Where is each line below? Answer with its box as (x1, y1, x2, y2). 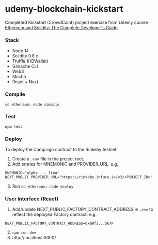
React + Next (12, 79, 39, 85)
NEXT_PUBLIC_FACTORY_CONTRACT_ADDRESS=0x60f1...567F (5, 221, 114, 226)
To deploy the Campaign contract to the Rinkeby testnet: (5, 147, 118, 153)
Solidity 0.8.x (12, 53, 38, 59)
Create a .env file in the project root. (12, 156, 85, 162)
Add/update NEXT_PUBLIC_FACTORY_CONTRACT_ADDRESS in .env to (12, 207, 154, 212)
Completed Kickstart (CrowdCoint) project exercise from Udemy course (5, 19, 148, 25)
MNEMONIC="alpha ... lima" (5, 171, 60, 175)
